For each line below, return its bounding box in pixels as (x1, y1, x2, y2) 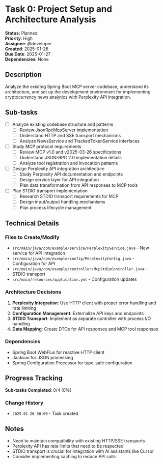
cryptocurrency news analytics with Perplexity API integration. (5, 94, 131, 100)
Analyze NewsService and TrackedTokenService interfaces (19, 138, 140, 144)
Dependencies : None (5, 56, 49, 62)
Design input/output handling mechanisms (19, 199, 106, 205)
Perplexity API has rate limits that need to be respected (12, 443, 124, 449)
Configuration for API (12, 261, 55, 266)
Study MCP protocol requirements (12, 144, 81, 149)
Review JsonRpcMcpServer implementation (19, 127, 108, 133)
